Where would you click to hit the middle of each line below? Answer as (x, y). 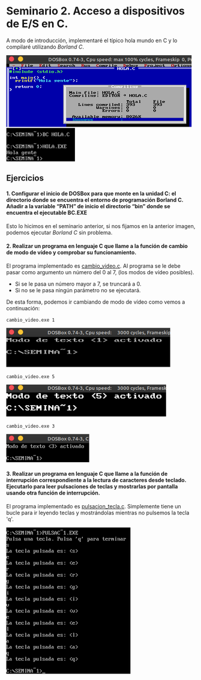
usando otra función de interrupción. (53, 493)
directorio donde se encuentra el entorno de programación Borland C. (95, 200)
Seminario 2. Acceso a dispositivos (95, 11)
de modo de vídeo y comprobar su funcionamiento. (71, 253)
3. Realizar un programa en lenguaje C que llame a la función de (87, 474)
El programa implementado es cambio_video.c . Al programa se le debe (94, 266)
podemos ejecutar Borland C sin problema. (59, 232)
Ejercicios (25, 178)
